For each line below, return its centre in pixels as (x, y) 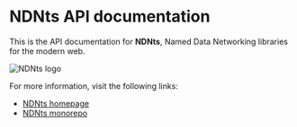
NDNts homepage (56, 103)
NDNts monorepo (55, 113)
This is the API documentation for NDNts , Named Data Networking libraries (148, 41)
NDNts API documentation (110, 17)
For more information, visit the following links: (94, 86)
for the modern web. (47, 50)
